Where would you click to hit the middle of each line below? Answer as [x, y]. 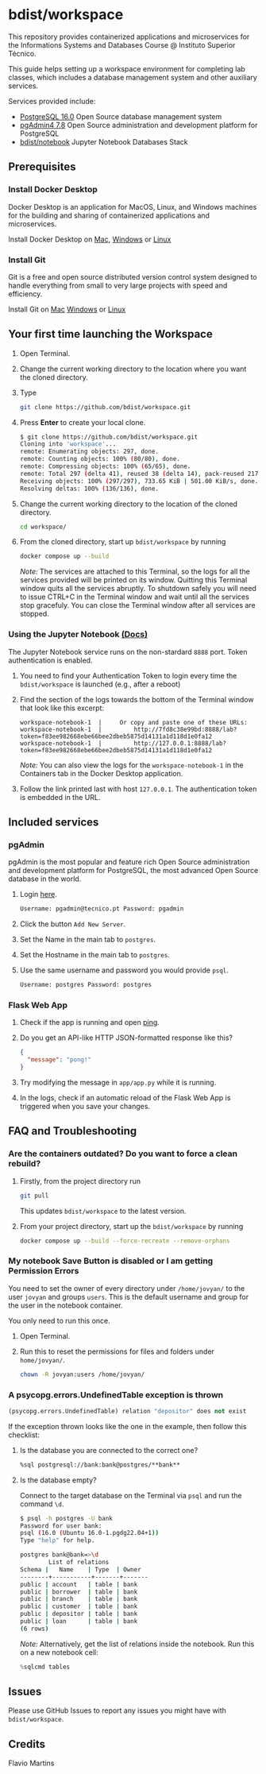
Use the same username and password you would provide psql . [124, 970]
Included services [54, 823]
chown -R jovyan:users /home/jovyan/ [82, 1374]
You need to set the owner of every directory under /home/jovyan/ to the [127, 1288]
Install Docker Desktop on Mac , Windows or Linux [90, 239]
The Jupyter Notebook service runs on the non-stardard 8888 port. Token [128, 651]
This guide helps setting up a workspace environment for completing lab [127, 68]
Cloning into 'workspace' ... [68, 444]
